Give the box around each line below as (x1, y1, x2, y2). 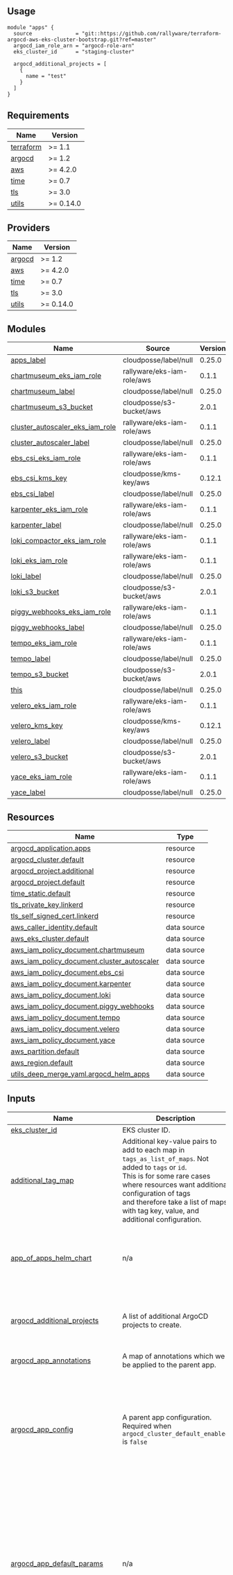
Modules (7, 323, 46, 335)
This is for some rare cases (122, 1171, 211, 1181)
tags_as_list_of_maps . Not (122, 1153, 209, 1163)
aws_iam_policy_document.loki (10, 990, 111, 1000)
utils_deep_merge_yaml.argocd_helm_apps (10, 1069, 150, 1079)
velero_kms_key (10, 721, 63, 731)
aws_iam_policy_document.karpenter (10, 979, 132, 989)
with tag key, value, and (122, 1206, 200, 1215)
